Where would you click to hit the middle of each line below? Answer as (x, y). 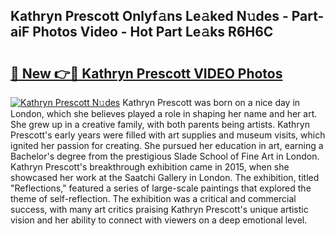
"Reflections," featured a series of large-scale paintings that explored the (161, 188)
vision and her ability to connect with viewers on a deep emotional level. (159, 220)
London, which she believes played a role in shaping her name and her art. (164, 113)
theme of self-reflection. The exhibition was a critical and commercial (153, 198)
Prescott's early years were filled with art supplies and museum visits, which (168, 135)
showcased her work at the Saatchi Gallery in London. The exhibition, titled (165, 177)
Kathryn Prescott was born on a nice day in (211, 102)
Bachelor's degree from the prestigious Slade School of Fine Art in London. (165, 156)
